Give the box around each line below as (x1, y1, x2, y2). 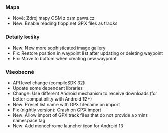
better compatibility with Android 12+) (12, 95, 92, 102)
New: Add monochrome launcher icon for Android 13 (12, 123, 123, 129)
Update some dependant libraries (12, 85, 83, 91)
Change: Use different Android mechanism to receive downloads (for (12, 90, 158, 96)
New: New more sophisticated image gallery (12, 45, 106, 51)
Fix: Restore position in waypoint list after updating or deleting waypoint (12, 50, 163, 56)
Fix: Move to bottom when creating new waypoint (12, 55, 117, 61)
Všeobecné (5, 68, 35, 75)
